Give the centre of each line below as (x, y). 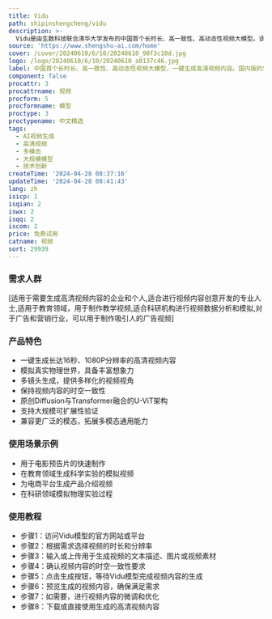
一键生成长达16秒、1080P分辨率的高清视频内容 (98, 360)
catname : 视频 (31, 242)
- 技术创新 (32, 167)
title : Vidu (28, 16)
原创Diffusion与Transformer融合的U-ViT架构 (94, 401)
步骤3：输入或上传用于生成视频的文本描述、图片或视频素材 (118, 556)
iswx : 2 (21, 211)
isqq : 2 (21, 219)
